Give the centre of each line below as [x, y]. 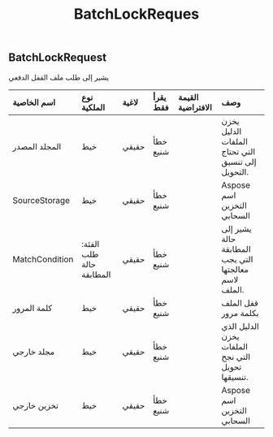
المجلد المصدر [37, 146]
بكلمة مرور [240, 313]
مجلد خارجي [34, 352]
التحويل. [235, 171]
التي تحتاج [238, 151]
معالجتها [235, 269]
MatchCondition [43, 259]
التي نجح [236, 357]
